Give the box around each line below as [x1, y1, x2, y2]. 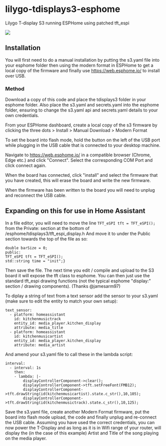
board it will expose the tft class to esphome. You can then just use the [5, 272, 150, 278]
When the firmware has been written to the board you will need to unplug [5, 187, 155, 193]
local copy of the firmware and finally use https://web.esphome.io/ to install [5, 67, 160, 73]
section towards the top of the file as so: [5, 235, 88, 242]
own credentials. [5, 112, 39, 118]
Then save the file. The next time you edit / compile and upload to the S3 [5, 267, 154, 273]
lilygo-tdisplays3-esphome [5, 3, 120, 15]
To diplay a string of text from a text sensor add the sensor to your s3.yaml [5, 293, 158, 299]
